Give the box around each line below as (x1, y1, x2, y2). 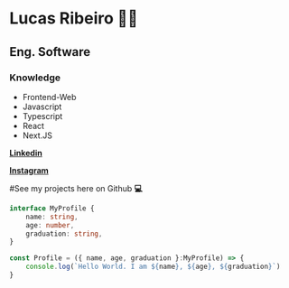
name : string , (25, 212, 79, 221)
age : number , (25, 220, 75, 229)
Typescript (22, 110, 63, 121)
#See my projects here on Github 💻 (9, 182, 143, 193)
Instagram (9, 164, 50, 175)
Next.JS (22, 130, 52, 141)
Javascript (22, 101, 62, 112)
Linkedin (9, 147, 42, 158)
